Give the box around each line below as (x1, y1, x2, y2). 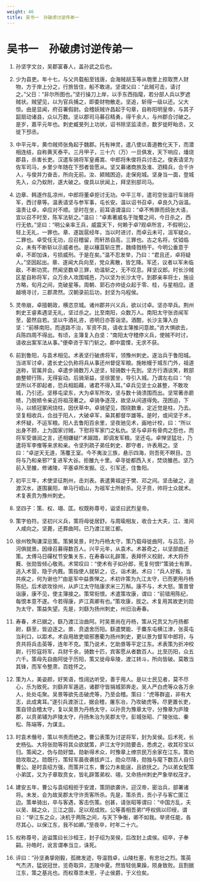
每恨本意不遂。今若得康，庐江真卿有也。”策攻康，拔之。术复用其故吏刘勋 (15, 598, 194, 605)
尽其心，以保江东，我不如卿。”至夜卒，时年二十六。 (15, 821, 141, 829)
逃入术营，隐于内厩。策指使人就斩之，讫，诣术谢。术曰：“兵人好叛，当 (15, 568, 191, 575)
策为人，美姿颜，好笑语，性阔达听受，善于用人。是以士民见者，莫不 (15, 676, 184, 683)
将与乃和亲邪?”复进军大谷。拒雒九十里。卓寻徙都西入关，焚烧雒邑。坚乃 (15, 457, 194, 464)
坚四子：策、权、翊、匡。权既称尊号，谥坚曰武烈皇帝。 (15, 505, 152, 512)
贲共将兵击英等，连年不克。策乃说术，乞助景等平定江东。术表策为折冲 (15, 640, 189, 648)
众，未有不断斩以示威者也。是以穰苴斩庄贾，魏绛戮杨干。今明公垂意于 (15, 244, 189, 251)
